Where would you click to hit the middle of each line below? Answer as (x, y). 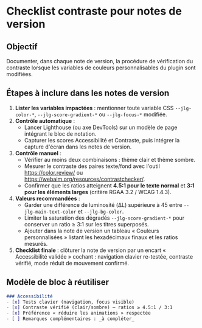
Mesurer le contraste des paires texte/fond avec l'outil (92, 166)
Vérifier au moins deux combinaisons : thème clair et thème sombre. (110, 159)
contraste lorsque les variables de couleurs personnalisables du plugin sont (101, 68)
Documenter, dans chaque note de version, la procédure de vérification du (100, 61)
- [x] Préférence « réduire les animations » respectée (78, 313)
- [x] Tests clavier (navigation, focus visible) (71, 302)
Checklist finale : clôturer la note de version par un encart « (90, 250)
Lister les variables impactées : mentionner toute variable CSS (94, 108)
